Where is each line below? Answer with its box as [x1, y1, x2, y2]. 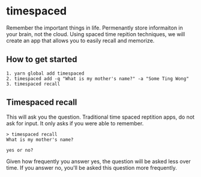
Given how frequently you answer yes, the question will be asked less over [6, 158, 191, 165]
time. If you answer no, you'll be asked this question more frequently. [6, 164, 177, 171]
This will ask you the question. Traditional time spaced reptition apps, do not [6, 113, 195, 120]
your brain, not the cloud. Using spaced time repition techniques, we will [6, 30, 185, 37]
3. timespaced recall [6, 81, 61, 87]
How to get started [6, 54, 77, 64]
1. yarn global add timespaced [6, 70, 85, 76]
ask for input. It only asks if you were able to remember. [6, 119, 144, 127]
